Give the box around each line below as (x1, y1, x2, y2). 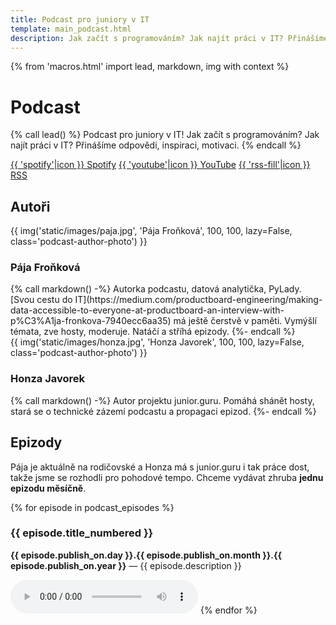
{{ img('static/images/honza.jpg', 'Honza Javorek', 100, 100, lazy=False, (10, 336, 305, 348)
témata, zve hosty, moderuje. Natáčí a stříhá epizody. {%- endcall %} (10, 326, 296, 338)
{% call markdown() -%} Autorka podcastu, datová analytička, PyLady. (10, 283, 302, 295)
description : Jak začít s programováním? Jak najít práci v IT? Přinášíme (10, 33, 329, 43)
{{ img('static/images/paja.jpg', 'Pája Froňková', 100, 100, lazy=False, (10, 225, 293, 237)
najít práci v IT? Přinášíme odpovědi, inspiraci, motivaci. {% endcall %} (10, 139, 302, 151)
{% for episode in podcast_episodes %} (10, 501, 175, 513)
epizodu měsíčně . (10, 482, 87, 494)
